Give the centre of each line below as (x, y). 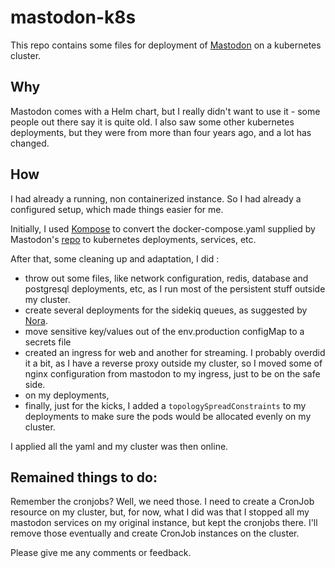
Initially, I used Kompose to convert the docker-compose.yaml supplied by (163, 228)
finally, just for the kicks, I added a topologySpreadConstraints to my (165, 405)
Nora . (36, 320)
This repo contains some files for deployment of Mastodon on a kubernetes (166, 45)
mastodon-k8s (73, 17)
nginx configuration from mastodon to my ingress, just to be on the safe (172, 373)
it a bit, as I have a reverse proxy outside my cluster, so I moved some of (173, 363)
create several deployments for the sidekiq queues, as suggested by (166, 310)
